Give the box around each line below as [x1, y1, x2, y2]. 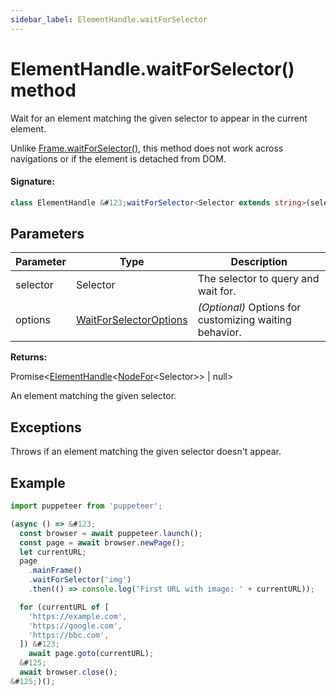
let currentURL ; [19, 547, 87, 557]
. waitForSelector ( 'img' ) [28, 575, 132, 585]
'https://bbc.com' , [28, 630, 110, 640]
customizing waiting [197, 313, 292, 327]
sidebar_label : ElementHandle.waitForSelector [10, 14, 208, 25]
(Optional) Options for [197, 301, 302, 315]
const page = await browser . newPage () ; [19, 537, 186, 548]
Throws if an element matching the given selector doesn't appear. [10, 446, 282, 458]
